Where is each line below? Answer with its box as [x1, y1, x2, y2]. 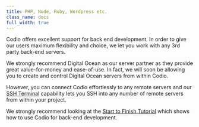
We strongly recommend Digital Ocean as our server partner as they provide [6, 60, 193, 67]
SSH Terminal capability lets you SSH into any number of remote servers [6, 90, 184, 97]
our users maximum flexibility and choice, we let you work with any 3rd [6, 42, 180, 49]
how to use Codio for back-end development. [6, 114, 118, 121]
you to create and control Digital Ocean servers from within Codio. [6, 72, 169, 80]
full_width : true [6, 19, 49, 25]
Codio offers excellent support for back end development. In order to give [6, 36, 187, 43]
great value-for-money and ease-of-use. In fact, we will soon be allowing [6, 66, 185, 73]
